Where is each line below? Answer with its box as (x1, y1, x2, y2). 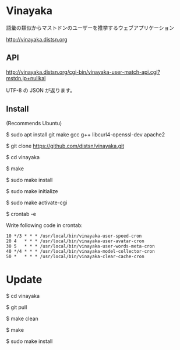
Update (6, 273, 43, 286)
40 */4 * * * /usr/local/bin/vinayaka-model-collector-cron (6, 248, 156, 254)
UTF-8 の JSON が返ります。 (6, 87, 76, 94)
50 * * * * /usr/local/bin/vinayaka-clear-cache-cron (6, 253, 144, 259)
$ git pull (6, 303, 27, 311)
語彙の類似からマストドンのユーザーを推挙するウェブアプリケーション (6, 24, 175, 31)
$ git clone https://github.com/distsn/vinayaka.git (6, 142, 125, 149)
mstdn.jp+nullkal (6, 74, 46, 81)
